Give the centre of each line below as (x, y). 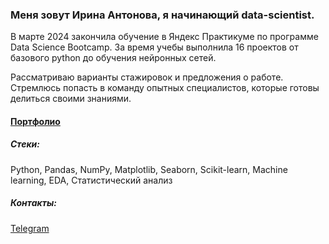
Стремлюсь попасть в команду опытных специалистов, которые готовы (165, 88)
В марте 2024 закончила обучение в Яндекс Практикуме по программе (164, 37)
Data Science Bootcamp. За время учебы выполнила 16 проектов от (154, 47)
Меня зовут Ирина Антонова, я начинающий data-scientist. (162, 15)
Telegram (30, 228)
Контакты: (33, 203)
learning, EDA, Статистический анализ (91, 180)
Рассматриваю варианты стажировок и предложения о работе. (147, 77)
